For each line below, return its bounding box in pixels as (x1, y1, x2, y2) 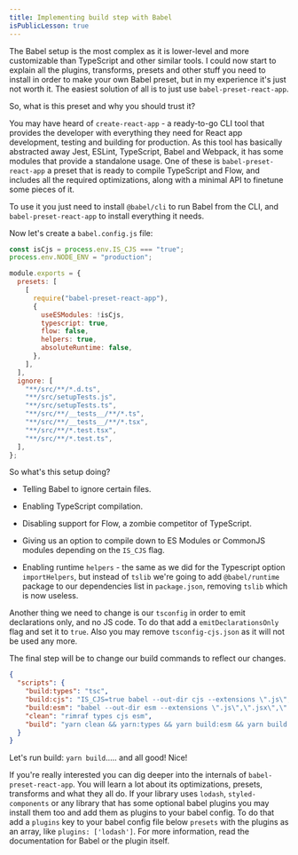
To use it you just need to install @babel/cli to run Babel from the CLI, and (9, 201, 279, 211)
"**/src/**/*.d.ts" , (25, 384, 101, 393)
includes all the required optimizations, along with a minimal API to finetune (9, 174, 284, 185)
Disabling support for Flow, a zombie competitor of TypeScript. (21, 519, 253, 529)
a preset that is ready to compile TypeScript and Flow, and (47, 165, 260, 176)
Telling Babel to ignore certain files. (21, 484, 152, 495)
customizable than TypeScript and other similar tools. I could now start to (9, 55, 277, 66)
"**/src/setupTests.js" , (25, 392, 117, 402)
